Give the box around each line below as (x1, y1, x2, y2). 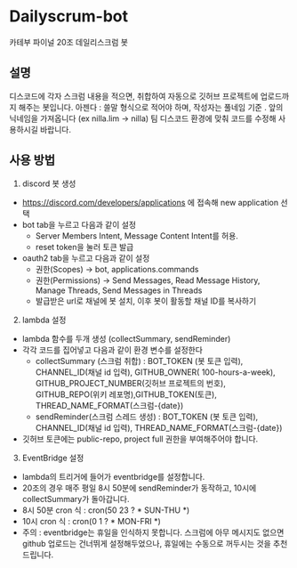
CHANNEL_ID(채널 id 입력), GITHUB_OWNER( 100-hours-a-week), (35, 367, 276, 377)
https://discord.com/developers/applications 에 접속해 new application (21, 197, 278, 207)
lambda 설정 (21, 314, 67, 325)
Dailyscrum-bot (9, 6, 129, 27)
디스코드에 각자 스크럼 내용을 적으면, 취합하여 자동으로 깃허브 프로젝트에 (9, 91, 259, 101)
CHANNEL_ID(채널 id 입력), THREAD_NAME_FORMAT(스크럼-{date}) (35, 422, 283, 433)
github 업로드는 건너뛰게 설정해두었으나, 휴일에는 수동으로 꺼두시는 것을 (21, 538, 271, 548)
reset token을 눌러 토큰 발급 (35, 241, 134, 252)
